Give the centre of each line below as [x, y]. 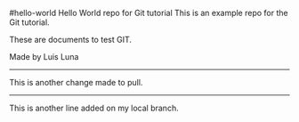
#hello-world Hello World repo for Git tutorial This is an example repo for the [149, 13]
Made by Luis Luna [44, 57]
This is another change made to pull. [76, 82]
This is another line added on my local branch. [94, 108]
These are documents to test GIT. [70, 40]
